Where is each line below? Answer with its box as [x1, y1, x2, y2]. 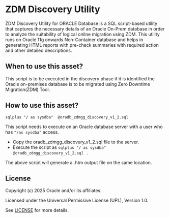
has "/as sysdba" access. [5, 129, 60, 135]
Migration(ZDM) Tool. [5, 86, 50, 92]
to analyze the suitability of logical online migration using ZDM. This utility [5, 31, 160, 37]
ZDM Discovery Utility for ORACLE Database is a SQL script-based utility [5, 20, 158, 26]
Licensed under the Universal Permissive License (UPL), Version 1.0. [5, 197, 149, 204]
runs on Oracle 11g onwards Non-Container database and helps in [5, 37, 144, 43]
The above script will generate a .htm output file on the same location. [5, 159, 152, 166]
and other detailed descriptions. [5, 47, 72, 53]
